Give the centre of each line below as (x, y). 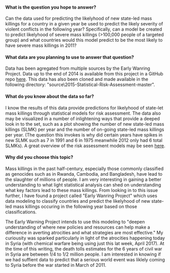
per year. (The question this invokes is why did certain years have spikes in (84, 134)
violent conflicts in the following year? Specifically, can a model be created (84, 29)
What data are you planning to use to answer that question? (70, 57)
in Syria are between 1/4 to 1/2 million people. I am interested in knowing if (83, 254)
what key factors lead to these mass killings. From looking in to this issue (82, 190)
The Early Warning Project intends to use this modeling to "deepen (75, 222)
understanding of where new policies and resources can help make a (78, 227)
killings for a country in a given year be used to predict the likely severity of (84, 24)
